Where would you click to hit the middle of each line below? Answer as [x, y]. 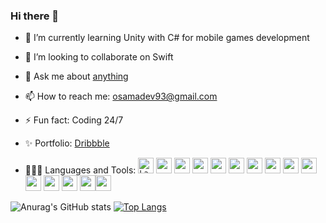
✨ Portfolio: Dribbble [67, 143]
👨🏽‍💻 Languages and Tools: [80, 170]
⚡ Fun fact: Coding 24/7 [74, 120]
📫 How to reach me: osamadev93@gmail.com [121, 96]
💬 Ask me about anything [76, 76]
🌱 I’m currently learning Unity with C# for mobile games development [167, 38]
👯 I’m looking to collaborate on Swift [99, 57]
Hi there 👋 [35, 16]
